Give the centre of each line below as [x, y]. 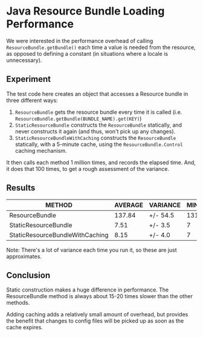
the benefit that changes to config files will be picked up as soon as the [95, 321]
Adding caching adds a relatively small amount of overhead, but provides [97, 315]
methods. [18, 303]
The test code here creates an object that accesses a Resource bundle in [97, 94]
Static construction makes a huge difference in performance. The [88, 290]
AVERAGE [129, 205]
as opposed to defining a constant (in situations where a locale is [87, 53]
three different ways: [32, 100]
